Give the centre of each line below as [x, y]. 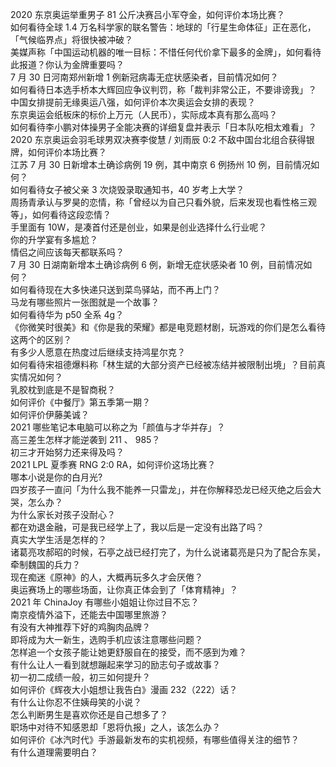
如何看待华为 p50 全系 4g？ [67, 314]
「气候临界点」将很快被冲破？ [71, 39]
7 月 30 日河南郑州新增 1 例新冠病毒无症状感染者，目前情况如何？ [144, 77]
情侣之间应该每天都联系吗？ [67, 252]
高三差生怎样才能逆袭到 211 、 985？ [85, 439]
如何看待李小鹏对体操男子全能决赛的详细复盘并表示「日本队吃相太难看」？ [163, 127]
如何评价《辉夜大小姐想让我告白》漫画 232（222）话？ [124, 689]
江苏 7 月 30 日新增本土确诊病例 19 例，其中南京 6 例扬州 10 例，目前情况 [161, 164]
